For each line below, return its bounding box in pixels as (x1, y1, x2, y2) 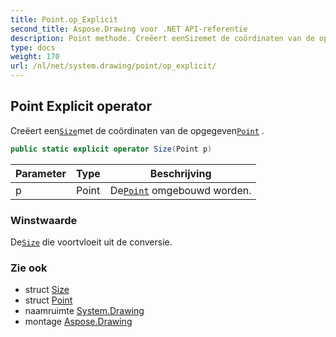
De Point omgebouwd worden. (109, 183, 252, 197)
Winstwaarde (10, 213, 78, 227)
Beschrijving (149, 166, 212, 180)
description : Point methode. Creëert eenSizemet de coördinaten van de (10, 33, 315, 43)
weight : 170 (10, 52, 60, 62)
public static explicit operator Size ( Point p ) (10, 144, 213, 154)
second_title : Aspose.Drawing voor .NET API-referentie (10, 24, 248, 34)
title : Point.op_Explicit (10, 14, 118, 25)
